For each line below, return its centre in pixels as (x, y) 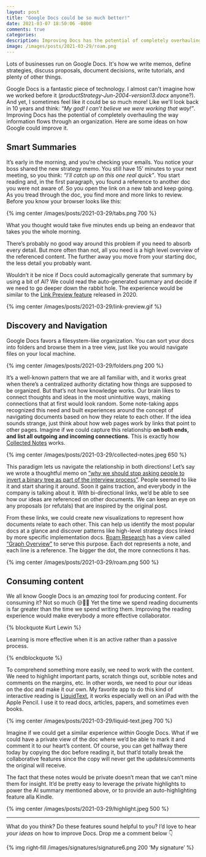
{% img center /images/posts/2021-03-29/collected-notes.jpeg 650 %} (97, 455)
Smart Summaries (41, 147)
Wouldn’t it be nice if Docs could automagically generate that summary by (100, 275)
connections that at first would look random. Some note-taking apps (93, 404)
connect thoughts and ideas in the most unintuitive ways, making (88, 397)
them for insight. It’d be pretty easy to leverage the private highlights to (96, 784)
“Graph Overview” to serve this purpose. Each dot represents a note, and (99, 544)
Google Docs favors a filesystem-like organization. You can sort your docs (100, 340)
